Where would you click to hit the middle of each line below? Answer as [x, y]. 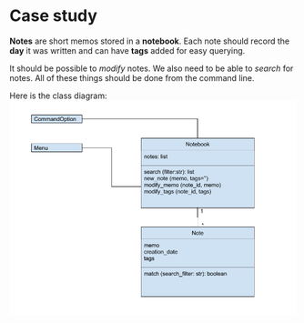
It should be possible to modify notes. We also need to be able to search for [152, 68]
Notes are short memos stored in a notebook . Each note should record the [150, 41]
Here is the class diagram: [58, 96]
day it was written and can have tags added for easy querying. [127, 50]
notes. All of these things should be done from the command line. [132, 77]
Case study [54, 16]
